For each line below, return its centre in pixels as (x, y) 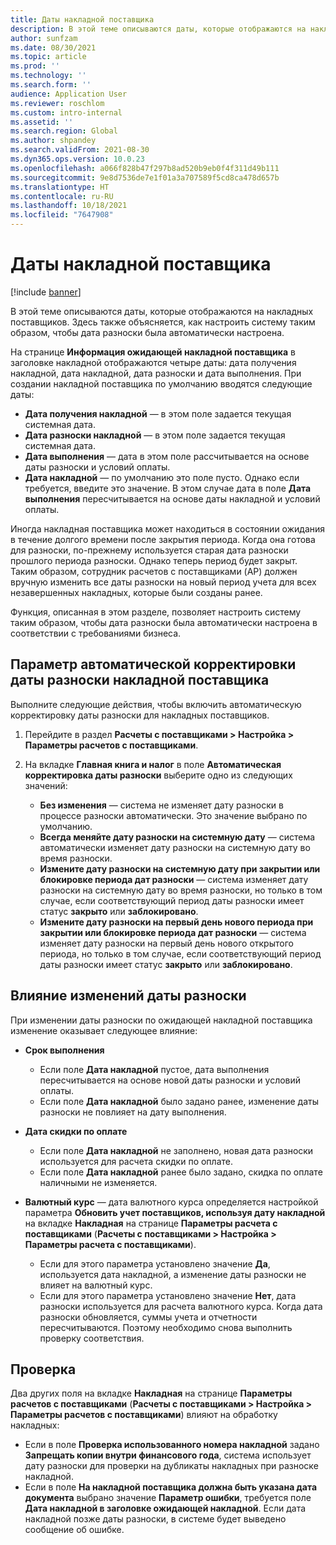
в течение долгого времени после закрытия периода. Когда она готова (163, 539)
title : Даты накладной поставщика (82, 19)
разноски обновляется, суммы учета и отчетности (148, 1317)
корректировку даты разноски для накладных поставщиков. (140, 715)
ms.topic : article (48, 57)
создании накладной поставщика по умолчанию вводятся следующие (161, 383)
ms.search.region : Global (64, 131)
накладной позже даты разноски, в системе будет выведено (155, 1519)
